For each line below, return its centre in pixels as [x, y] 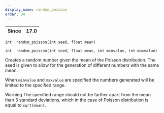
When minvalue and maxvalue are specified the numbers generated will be [80, 80]
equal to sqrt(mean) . [26, 105]
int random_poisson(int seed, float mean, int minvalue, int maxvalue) [81, 51]
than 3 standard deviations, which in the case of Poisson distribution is [77, 100]
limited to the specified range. [35, 85]
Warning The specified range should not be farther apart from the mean [78, 94]
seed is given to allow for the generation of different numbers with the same [82, 65]
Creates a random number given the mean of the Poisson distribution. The [81, 60]
